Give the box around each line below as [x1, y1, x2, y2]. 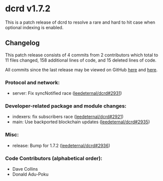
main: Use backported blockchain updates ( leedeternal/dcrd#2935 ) [12, 119, 150, 125]
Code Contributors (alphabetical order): [5, 155, 103, 162]
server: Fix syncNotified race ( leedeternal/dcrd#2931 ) [12, 90, 122, 96]
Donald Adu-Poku [12, 171, 48, 177]
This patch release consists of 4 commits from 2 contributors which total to [5, 52, 159, 58]
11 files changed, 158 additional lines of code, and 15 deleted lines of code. [5, 57, 157, 63]
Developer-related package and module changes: [5, 102, 127, 109]
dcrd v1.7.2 [5, 3, 51, 14]
